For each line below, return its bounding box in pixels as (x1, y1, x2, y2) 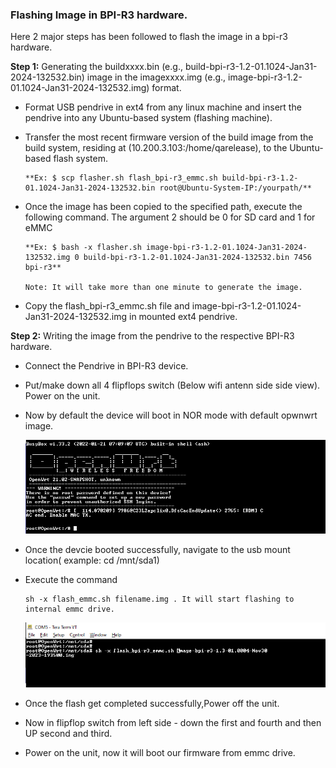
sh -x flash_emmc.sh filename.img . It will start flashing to (24, 594, 295, 605)
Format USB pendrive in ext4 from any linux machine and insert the (24, 101, 302, 113)
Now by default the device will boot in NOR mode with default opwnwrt (24, 409, 318, 422)
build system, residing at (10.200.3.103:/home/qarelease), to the (24, 142, 288, 154)
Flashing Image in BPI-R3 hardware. (10, 8, 188, 22)
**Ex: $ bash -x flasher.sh (24, 243, 142, 253)
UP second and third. (24, 728, 113, 740)
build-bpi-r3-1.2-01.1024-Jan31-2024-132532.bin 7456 (83, 253, 312, 263)
